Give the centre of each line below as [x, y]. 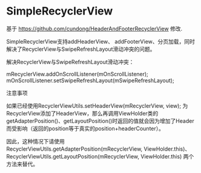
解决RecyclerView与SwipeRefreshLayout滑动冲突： [70, 62]
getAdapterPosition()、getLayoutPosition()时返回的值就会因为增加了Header [100, 121]
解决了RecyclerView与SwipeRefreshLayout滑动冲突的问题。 [81, 49]
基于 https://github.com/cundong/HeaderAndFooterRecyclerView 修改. [94, 28]
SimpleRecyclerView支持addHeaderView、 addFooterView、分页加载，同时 [101, 41]
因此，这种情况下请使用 [35, 141]
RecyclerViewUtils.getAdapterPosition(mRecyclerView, [74, 149]
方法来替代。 [22, 164]
